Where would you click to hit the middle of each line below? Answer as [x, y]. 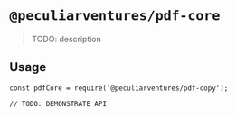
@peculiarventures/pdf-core [115, 16]
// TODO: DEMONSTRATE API [58, 103]
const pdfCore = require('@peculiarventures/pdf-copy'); [119, 88]
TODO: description [66, 39]
